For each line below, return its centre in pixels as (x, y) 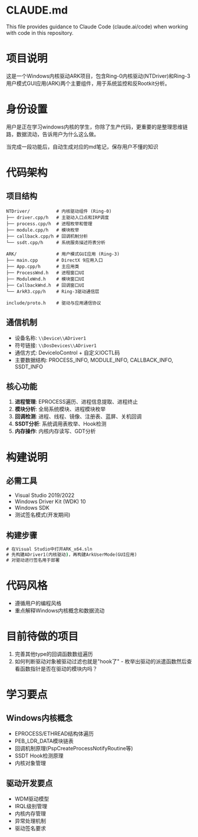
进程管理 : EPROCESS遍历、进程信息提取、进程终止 (76, 402)
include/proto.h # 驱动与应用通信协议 (54, 303)
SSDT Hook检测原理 (39, 756)
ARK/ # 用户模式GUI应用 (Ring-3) (63, 254)
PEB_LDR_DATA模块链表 (44, 741)
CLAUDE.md (37, 10)
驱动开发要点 (29, 784)
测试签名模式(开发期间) (42, 515)
